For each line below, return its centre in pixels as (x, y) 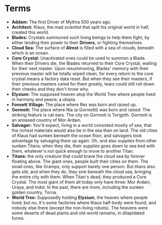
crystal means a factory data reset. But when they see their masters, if (82, 79)
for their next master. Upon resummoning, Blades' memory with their (80, 68)
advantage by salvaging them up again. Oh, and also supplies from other (84, 140)
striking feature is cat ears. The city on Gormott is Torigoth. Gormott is (82, 115)
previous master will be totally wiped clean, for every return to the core (82, 73)
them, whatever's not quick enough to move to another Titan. (73, 151)
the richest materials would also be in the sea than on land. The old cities (84, 130)
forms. (18, 218)
